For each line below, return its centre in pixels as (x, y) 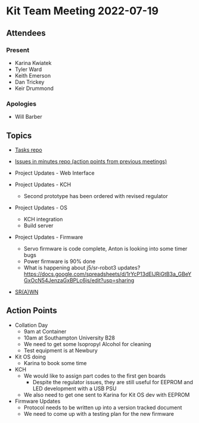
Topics (19, 135)
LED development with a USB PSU (74, 388)
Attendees (26, 33)
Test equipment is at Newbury (61, 350)
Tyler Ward (28, 69)
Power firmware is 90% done (60, 261)
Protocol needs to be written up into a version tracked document (103, 407)
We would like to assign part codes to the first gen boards (94, 376)
